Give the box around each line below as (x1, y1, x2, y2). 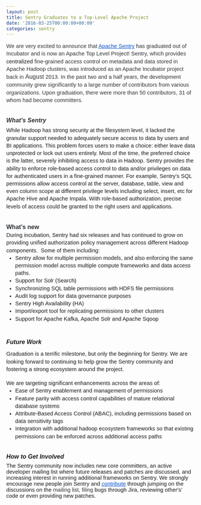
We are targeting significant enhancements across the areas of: (6, 380, 161, 387)
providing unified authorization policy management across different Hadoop (6, 239, 189, 246)
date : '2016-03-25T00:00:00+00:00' (6, 20, 95, 26)
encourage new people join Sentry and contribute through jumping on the (6, 480, 184, 488)
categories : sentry (6, 25, 55, 32)
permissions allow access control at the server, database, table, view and (6, 180, 184, 187)
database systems (14, 402, 60, 409)
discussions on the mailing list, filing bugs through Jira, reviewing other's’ (6, 486, 183, 494)
